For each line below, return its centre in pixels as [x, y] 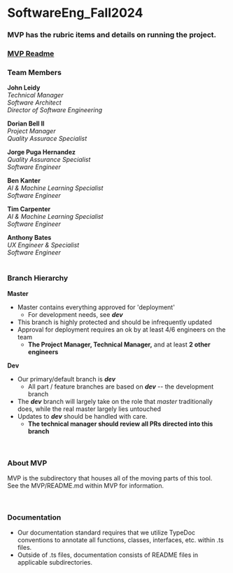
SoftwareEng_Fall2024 [75, 13]
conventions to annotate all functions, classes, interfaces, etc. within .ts [120, 540]
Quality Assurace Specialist [47, 139]
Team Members [34, 72]
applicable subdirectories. [55, 562]
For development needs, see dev [76, 314]
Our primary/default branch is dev [66, 379]
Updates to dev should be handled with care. [82, 416]
